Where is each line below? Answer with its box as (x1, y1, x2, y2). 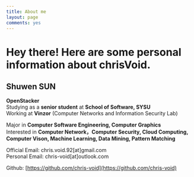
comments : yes (6, 20, 42, 26)
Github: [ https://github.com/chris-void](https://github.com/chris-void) (6, 165, 177, 172)
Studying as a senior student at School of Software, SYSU (6, 103, 151, 110)
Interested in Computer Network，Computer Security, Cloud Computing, (6, 128, 189, 135)
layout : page (6, 14, 39, 20)
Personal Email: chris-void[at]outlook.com (6, 153, 109, 160)
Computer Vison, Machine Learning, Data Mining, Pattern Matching (6, 135, 176, 143)
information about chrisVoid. (6, 58, 151, 71)
